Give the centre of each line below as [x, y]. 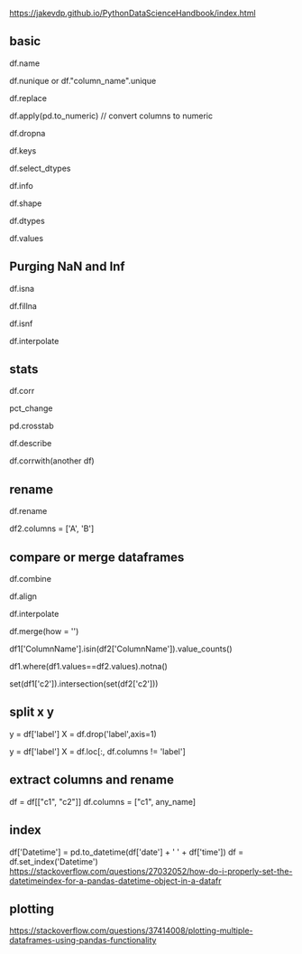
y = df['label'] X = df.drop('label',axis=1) [83, 734]
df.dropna [27, 133]
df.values [26, 238]
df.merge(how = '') [44, 631]
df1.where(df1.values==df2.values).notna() [89, 667]
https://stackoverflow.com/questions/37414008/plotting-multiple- [132, 931]
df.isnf [21, 323]
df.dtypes [27, 220]
